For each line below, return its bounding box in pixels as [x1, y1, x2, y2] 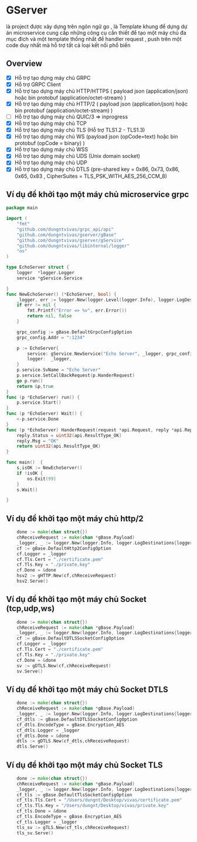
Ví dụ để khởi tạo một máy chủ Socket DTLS [6, 684, 168, 694]
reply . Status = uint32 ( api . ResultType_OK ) [16, 432, 122, 438]
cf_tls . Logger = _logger [16, 819, 77, 825]
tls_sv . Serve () [16, 830, 54, 836]
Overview [6, 59, 43, 69]
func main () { [6, 459, 43, 465]
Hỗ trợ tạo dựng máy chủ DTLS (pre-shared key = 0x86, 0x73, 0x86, [14, 165, 180, 173]
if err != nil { [16, 302, 57, 308]
